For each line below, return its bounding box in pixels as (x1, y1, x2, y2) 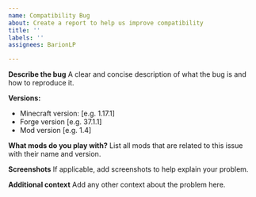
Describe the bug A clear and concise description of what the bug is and (8, 70, 247, 79)
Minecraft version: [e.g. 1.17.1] (19, 108, 115, 119)
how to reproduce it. (8, 78, 75, 88)
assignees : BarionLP (8, 41, 77, 49)
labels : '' (8, 33, 44, 42)
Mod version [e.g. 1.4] (19, 126, 92, 135)
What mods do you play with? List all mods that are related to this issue (8, 141, 243, 150)
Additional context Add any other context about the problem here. (8, 180, 226, 190)
